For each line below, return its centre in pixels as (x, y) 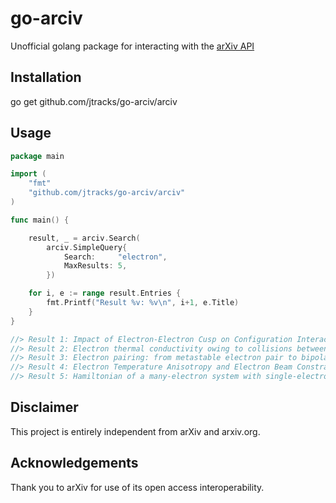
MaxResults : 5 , (95, 266)
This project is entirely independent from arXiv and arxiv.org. (135, 431)
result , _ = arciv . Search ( (84, 238)
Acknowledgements (74, 463)
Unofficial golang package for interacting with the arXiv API (132, 46)
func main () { (40, 220)
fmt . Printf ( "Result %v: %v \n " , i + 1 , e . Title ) (143, 303)
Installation (46, 77)
